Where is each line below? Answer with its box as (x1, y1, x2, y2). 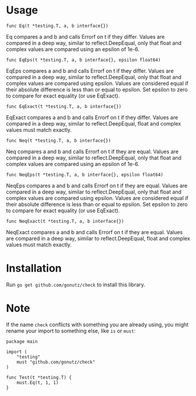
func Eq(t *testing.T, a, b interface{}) (6, 23, 109, 29)
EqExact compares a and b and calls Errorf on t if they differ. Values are (6, 114, 178, 121)
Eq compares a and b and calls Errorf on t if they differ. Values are (6, 33, 165, 40)
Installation (6, 262, 62, 275)
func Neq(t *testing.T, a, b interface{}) (6, 137, 111, 144)
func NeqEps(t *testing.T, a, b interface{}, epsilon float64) (6, 171, 164, 178)
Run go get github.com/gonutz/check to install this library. (6, 281, 146, 288)
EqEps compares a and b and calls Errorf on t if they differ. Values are (6, 67, 174, 74)
